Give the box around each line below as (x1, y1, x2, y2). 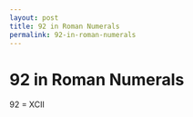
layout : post (9, 13, 59, 23)
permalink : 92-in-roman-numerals (9, 30, 137, 39)
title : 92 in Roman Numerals (9, 22, 120, 31)
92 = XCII (9, 99, 46, 110)
